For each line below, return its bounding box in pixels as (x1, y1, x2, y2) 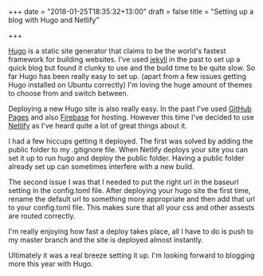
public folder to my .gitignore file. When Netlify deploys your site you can (8, 145, 249, 154)
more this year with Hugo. (8, 259, 93, 268)
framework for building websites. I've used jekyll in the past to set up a (8, 55, 241, 64)
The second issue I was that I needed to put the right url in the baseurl (8, 177, 239, 187)
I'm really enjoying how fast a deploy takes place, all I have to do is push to (8, 227, 253, 236)
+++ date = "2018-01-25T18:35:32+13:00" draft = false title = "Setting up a (8, 7, 254, 16)
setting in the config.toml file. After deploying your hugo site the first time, (8, 186, 251, 195)
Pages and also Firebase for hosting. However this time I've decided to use (8, 112, 254, 122)
